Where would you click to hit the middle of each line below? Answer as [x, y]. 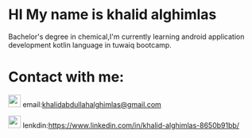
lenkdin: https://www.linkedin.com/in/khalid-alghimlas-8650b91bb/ [131, 125]
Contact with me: [66, 77]
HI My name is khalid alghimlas [112, 15]
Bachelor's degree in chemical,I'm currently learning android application [126, 36]
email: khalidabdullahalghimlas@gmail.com [92, 104]
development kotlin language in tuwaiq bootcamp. [90, 44]
